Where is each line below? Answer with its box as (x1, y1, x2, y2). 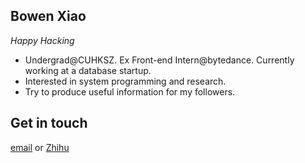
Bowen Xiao (10, 8, 87, 25)
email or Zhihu (10, 141, 70, 153)
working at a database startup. (24, 64, 152, 76)
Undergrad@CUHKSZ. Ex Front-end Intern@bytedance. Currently (24, 54, 295, 66)
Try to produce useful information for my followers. (24, 85, 236, 98)
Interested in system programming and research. (24, 75, 227, 87)
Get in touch (10, 115, 88, 132)
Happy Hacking (10, 34, 75, 46)
